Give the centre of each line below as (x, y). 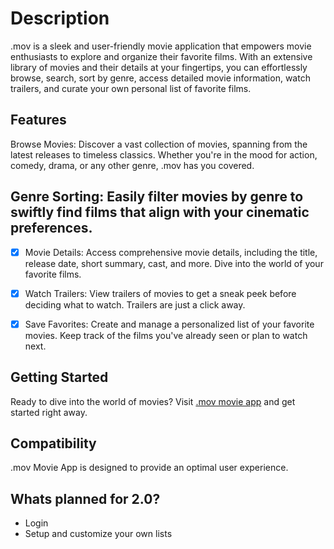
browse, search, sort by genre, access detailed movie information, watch (160, 78)
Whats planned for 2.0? (85, 498)
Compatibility (53, 443)
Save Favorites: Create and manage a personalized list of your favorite (169, 324)
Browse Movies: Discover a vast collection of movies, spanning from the (159, 144)
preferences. (51, 228)
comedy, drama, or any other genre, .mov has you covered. (132, 165)
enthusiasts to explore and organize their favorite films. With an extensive (161, 56)
